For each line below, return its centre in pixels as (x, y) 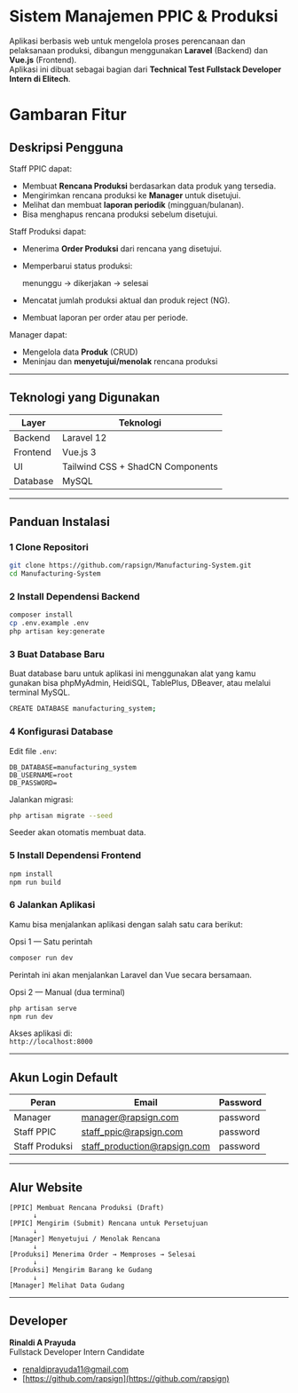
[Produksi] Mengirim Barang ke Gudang (81, 1270)
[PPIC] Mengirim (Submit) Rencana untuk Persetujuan (109, 1223)
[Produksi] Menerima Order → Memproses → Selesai (103, 1254)
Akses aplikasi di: (41, 1033)
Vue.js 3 (79, 452)
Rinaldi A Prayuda (43, 1342)
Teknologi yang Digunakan (85, 398)
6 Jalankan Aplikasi (52, 905)
